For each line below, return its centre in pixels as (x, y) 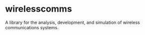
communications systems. (32, 27)
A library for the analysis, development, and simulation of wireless (72, 22)
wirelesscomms (38, 9)
